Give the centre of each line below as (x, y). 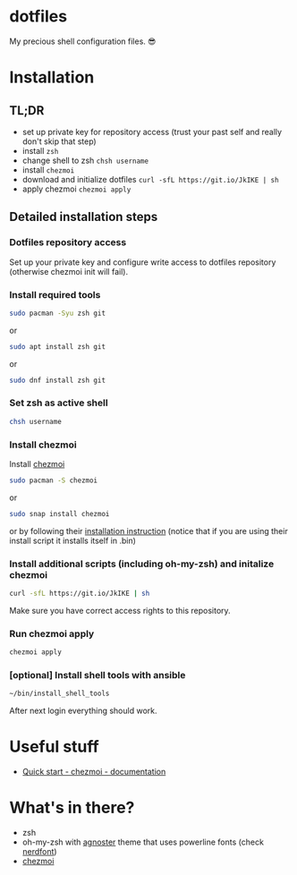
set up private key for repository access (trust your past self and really (152, 132)
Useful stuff (55, 747)
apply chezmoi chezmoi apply (76, 189)
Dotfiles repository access (68, 242)
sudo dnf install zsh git (57, 380)
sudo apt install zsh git (57, 346)
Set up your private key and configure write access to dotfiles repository (143, 262)
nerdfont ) (39, 852)
